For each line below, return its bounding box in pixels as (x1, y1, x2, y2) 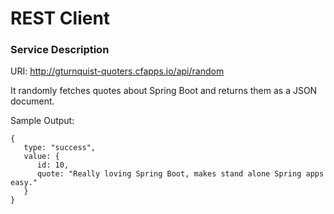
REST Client (10, 7, 111, 30)
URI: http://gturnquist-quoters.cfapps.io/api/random (10, 65, 225, 77)
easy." (10, 178, 38, 188)
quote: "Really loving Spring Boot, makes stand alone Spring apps (36, 169, 325, 179)
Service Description (10, 43, 110, 57)
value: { (23, 152, 60, 162)
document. (10, 95, 55, 107)
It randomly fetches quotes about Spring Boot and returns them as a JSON (10, 85, 318, 97)
